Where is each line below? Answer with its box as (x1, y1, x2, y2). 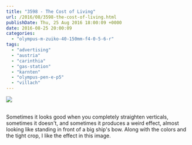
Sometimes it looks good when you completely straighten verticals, (6, 113, 169, 120)
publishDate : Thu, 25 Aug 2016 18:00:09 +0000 (6, 19, 122, 25)
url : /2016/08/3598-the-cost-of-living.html (6, 14, 117, 20)
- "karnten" (11, 69, 41, 75)
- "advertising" (11, 47, 51, 53)
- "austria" (11, 52, 41, 58)
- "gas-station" (11, 63, 51, 70)
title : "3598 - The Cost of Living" (6, 8, 96, 15)
